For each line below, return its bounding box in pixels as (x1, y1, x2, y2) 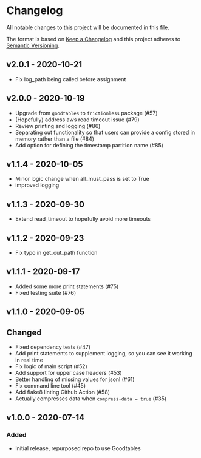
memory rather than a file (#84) (15, 135, 95, 143)
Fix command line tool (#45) (15, 382, 86, 389)
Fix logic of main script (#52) (15, 363, 88, 370)
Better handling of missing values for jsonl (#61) (15, 375, 135, 383)
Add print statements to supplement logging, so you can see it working (15, 350, 192, 357)
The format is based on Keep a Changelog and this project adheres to (6, 35, 181, 42)
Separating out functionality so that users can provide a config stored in (15, 129, 196, 136)
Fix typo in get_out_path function (15, 249, 98, 256)
